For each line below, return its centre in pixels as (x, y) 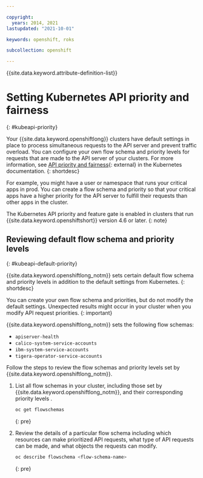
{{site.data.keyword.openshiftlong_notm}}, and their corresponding (99, 392)
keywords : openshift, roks (40, 39)
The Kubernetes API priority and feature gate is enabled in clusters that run (100, 214)
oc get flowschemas (40, 409)
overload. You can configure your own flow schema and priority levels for (98, 152)
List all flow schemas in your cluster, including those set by (88, 385)
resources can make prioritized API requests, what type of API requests (104, 439)
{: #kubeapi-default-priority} (42, 263)
